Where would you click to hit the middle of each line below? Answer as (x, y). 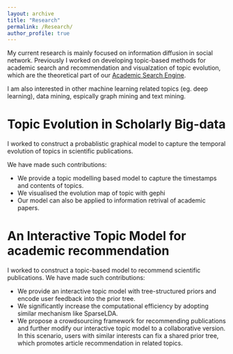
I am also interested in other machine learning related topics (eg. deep (108, 89)
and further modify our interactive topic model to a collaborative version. (121, 328)
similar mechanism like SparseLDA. (67, 314)
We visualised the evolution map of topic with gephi (91, 193)
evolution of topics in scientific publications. (70, 152)
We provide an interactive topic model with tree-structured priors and (117, 291)
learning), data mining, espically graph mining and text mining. (97, 96)
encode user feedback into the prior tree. (76, 299)
